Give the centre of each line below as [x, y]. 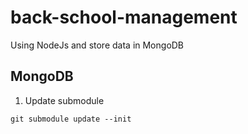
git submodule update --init [71, 119]
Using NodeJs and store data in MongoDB [97, 45]
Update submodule [64, 100]
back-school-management [124, 17]
